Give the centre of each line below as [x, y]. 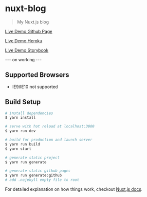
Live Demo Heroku [24, 41]
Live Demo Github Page [29, 31]
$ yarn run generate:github [34, 176]
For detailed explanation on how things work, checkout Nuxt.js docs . [74, 189]
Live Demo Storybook [27, 50]
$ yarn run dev [20, 131]
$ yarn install [20, 118]
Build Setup [23, 102]
